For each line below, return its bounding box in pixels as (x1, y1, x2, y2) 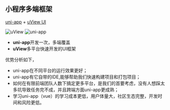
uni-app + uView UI (5, 18, 46, 25)
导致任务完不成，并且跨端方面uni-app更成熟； (21, 86, 119, 93)
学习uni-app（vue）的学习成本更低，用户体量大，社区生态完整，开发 (12, 93, 158, 99)
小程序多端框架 (5, 5, 53, 14)
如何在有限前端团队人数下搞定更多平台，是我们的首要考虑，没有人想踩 (12, 80, 161, 86)
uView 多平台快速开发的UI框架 (12, 46, 76, 52)
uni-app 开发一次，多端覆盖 (12, 39, 70, 45)
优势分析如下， (5, 56, 37, 62)
